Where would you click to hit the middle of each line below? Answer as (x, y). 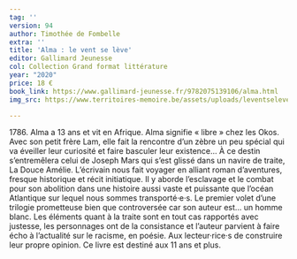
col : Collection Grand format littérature (88, 67)
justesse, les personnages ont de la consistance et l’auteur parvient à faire (145, 226)
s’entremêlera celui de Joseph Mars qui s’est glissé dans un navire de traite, (147, 161)
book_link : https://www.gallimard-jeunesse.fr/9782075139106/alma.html (144, 91)
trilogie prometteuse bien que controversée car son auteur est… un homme (146, 208)
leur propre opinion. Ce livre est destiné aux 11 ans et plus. (115, 245)
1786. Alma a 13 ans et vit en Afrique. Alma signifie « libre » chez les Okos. (145, 133)
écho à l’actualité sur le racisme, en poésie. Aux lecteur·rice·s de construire (146, 236)
